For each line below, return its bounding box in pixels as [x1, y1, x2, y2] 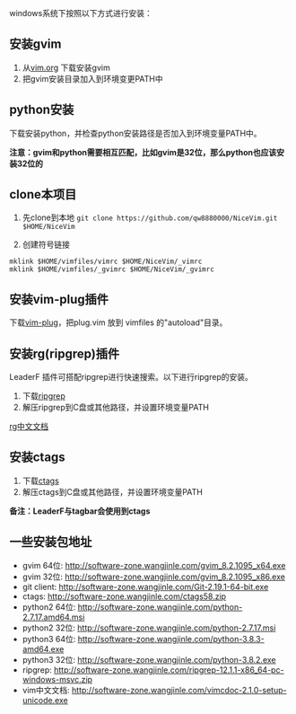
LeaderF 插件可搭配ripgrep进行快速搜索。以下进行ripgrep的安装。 [9, 372, 253, 383]
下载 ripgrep [22, 391, 65, 401]
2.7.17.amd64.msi [22, 612, 85, 622]
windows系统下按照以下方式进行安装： [9, 8, 152, 18]
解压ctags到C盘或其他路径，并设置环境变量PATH [22, 486, 204, 497]
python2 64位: [22, 601, 76, 613]
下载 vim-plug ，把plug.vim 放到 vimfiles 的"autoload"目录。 [9, 317, 228, 328]
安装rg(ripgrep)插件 [9, 346, 119, 361]
